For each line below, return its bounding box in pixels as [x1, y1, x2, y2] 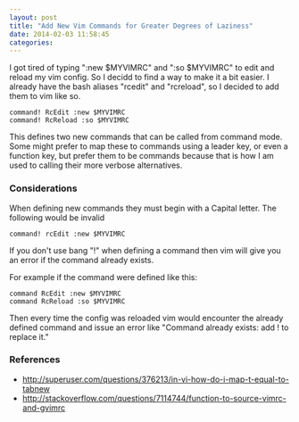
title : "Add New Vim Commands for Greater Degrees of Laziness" [9, 21, 253, 30]
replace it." [9, 331, 49, 342]
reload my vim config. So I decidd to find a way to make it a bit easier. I [9, 72, 270, 83]
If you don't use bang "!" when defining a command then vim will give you [9, 244, 281, 255]
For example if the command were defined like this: [9, 271, 198, 282]
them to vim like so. [9, 91, 81, 102]
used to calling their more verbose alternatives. [9, 160, 183, 170]
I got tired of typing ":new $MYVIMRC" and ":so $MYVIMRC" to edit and [9, 62, 275, 73]
